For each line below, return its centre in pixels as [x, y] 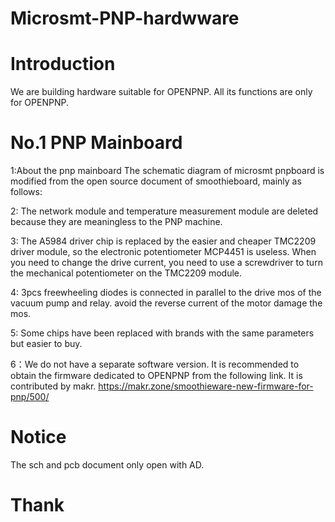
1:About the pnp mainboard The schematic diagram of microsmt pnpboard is [167, 171]
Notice [38, 437]
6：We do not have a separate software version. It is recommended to [155, 364]
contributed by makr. [53, 386]
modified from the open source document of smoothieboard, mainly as [156, 181]
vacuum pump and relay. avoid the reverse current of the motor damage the [166, 303]
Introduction [63, 64]
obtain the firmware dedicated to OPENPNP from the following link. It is [156, 376]
